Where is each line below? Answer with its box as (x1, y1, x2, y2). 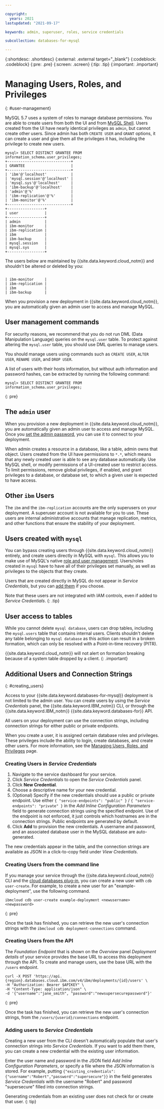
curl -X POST (5, 974, 32, 979)
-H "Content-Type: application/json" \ (5, 987, 87, 992)
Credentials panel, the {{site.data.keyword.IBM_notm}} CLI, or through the (5, 702, 155, 708)
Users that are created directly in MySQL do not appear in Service (5, 578, 138, 584)
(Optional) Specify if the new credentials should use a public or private (12, 792, 155, 798)
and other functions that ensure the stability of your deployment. (5, 520, 136, 526)
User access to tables (5, 612, 72, 620)
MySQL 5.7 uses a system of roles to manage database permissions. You (5, 115, 152, 121)
